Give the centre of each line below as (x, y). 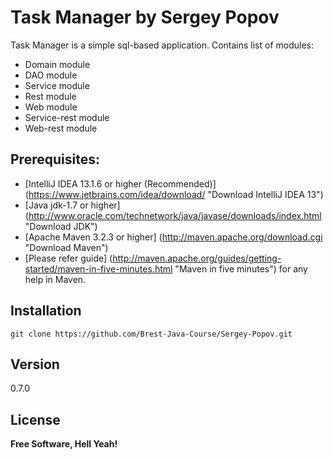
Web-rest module (61, 128)
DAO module (51, 75)
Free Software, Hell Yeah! (64, 444)
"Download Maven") (66, 247)
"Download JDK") (61, 226)
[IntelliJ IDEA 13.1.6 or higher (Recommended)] (120, 183)
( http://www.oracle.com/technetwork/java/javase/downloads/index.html (173, 215)
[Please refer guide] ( (68, 258)
